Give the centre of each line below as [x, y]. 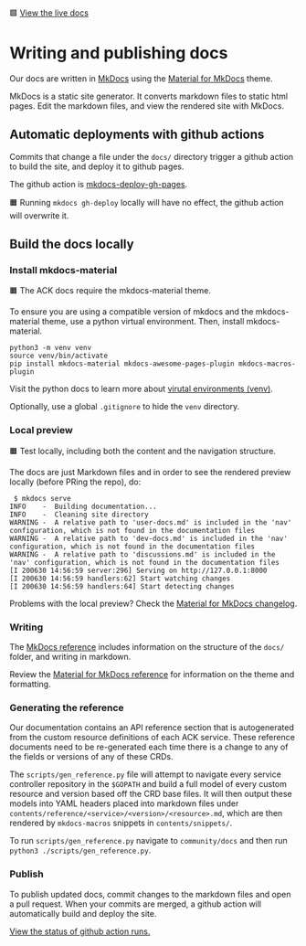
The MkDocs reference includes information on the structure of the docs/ [147, 647]
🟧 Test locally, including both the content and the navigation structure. [143, 451]
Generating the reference [67, 707]
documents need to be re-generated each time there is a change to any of [149, 747]
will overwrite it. [39, 215]
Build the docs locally [72, 244]
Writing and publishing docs [119, 53]
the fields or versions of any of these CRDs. [91, 757]
